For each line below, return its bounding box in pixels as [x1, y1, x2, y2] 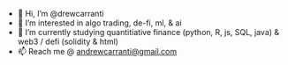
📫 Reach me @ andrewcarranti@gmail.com [17, 47, 178, 56]
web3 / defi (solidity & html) [17, 36, 119, 47]
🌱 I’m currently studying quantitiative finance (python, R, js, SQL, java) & [17, 27, 280, 37]
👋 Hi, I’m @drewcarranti [17, 9, 104, 18]
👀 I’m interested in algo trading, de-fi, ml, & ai [17, 18, 183, 28]
